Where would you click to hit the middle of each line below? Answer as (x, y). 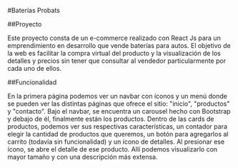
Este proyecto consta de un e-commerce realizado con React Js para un (114, 38)
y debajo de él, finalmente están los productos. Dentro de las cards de (111, 119)
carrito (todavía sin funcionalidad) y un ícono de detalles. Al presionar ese (116, 142)
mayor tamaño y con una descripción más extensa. (83, 157)
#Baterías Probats (34, 10)
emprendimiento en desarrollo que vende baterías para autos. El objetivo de (119, 45)
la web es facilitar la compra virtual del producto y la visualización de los (114, 53)
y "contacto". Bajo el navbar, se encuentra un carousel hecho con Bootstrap (119, 111)
